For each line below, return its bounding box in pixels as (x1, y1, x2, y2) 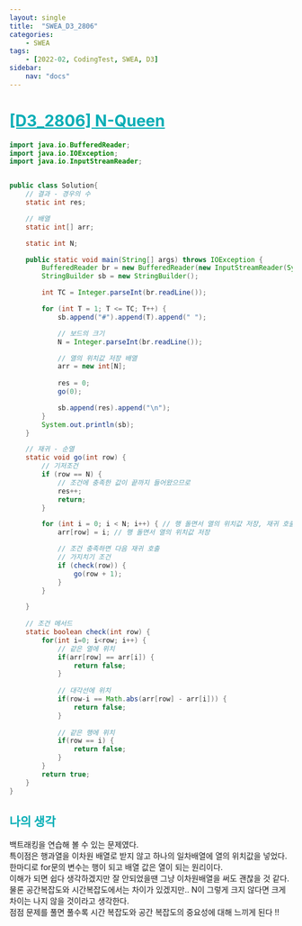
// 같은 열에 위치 (57, 644, 115, 653)
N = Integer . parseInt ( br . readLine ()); (57, 337, 203, 347)
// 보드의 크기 (57, 329, 105, 338)
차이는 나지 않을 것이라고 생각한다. (9, 895, 129, 906)
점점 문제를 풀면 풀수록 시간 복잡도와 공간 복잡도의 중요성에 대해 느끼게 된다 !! (9, 907, 280, 918)
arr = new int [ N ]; (57, 362, 127, 371)
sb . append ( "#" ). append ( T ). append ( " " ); (57, 313, 207, 322)
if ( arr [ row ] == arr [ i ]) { (57, 652, 155, 662)
